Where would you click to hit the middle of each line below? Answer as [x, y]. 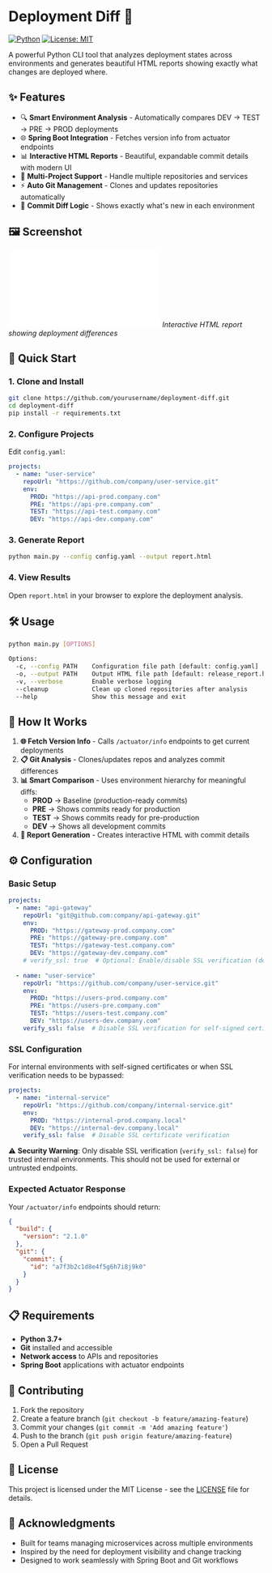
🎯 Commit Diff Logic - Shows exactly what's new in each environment [137, 205]
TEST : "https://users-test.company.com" [99, 1013]
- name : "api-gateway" [54, 908]
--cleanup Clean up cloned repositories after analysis [132, 689]
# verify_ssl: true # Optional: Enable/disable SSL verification [137, 961]
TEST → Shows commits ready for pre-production [116, 818]
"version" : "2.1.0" [56, 1237]
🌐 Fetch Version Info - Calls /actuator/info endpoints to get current [135, 741]
